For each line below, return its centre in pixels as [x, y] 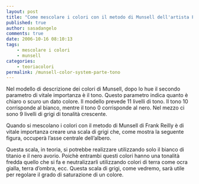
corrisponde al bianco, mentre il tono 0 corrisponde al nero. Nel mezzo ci [95, 108]
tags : [13, 45]
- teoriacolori [36, 67]
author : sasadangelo [32, 28]
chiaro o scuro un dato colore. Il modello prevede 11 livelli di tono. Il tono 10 [97, 102]
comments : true [25, 34]
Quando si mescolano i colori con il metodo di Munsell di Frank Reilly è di [95, 125]
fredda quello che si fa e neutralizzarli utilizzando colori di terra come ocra [97, 162]
